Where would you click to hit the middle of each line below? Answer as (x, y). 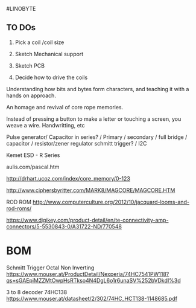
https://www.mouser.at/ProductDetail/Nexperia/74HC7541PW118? (88, 274)
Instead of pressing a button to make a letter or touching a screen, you (94, 119)
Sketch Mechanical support (49, 54)
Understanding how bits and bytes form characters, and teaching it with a (98, 89)
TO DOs (21, 27)
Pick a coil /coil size (40, 42)
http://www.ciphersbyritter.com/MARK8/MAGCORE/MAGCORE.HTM (91, 190)
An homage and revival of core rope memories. (65, 107)
